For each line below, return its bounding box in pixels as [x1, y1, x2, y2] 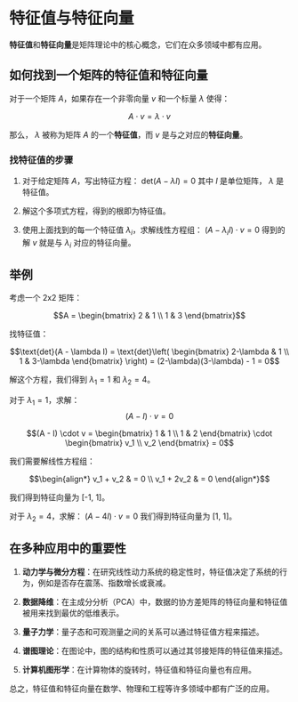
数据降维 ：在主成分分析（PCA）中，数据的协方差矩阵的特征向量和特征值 [21, 596, 288, 607]
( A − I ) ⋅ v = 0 [125, 411, 174, 422]
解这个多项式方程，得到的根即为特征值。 [21, 206, 171, 216]
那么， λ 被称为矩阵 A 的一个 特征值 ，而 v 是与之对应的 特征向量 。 [9, 129, 248, 140]
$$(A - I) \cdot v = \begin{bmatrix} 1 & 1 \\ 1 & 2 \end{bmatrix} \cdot [26, 428, 273, 439]
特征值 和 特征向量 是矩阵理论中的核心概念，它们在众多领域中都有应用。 [9, 39, 267, 50]
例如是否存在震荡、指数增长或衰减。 [37, 577, 171, 588]
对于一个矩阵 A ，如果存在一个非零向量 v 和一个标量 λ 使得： [9, 93, 230, 103]
